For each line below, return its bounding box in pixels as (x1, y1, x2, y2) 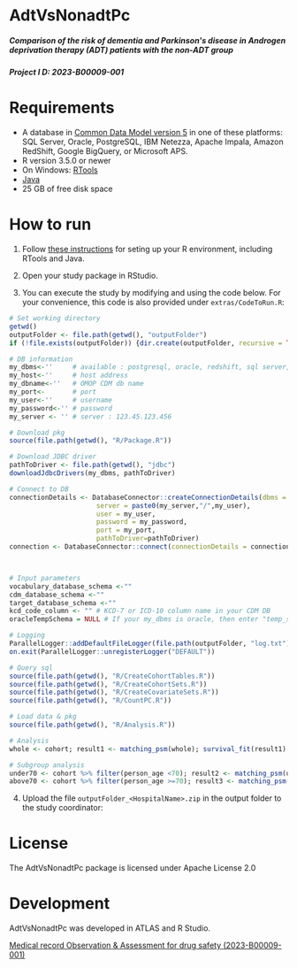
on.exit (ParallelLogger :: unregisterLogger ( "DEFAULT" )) (9, 647, 216, 656)
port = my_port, (95, 526, 156, 535)
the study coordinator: (21, 803, 103, 813)
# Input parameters (9, 573, 81, 582)
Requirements (9, 98, 115, 118)
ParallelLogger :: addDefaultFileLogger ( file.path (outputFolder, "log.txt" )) (9, 639, 294, 649)
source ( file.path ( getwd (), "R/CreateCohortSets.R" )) (9, 680, 208, 688)
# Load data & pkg (9, 712, 77, 721)
